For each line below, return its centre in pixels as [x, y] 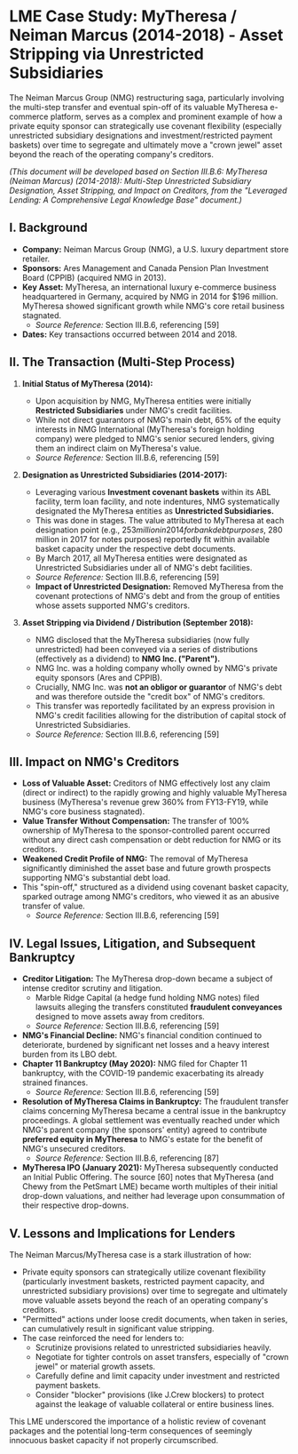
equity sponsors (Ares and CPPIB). [98, 677]
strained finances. [55, 1083]
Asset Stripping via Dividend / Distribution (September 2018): [137, 622]
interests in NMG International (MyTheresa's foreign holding [145, 429]
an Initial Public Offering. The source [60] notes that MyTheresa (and [148, 1177]
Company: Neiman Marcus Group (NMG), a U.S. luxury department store [155, 249]
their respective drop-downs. [75, 1205]
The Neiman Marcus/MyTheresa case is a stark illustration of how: [130, 1254]
